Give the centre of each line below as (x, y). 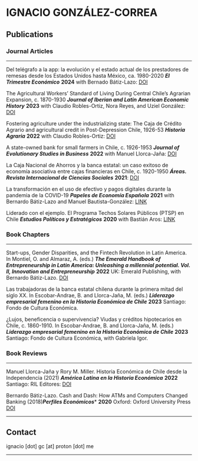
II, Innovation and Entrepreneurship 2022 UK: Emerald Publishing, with (94, 271)
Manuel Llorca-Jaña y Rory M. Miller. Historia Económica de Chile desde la (97, 372)
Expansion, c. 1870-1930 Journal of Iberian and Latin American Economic (98, 100)
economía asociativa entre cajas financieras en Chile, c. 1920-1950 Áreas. (96, 171)
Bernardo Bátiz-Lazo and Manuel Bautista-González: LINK (77, 201)
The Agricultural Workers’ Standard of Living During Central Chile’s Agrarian (98, 93)
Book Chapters (28, 234)
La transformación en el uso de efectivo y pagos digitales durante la (89, 189)
